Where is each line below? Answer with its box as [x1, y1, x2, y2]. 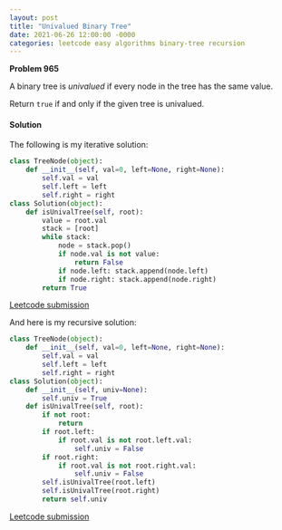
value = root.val [42, 216, 107, 225]
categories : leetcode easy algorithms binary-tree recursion [9, 38, 246, 48]
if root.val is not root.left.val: [57, 436, 193, 445]
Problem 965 [9, 63, 59, 74]
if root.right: [42, 452, 100, 462]
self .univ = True [42, 393, 107, 403]
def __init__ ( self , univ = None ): [25, 385, 148, 394]
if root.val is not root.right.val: [57, 461, 197, 470]
